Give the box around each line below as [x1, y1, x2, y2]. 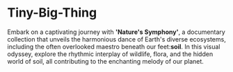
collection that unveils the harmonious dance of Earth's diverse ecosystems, [7, 35, 226, 43]
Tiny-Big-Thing [7, 5, 97, 21]
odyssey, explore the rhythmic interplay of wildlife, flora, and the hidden [7, 50, 214, 58]
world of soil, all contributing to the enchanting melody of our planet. [7, 57, 204, 65]
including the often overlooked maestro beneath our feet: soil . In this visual [7, 42, 220, 51]
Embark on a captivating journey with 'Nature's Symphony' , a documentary [7, 28, 226, 36]
